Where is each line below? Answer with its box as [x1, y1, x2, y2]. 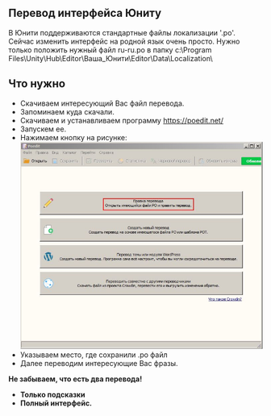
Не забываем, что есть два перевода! [8, 374, 143, 384]
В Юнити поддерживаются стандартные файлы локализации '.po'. [8, 27, 236, 37]
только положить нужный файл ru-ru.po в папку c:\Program [8, 44, 212, 55]
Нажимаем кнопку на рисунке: [19, 132, 127, 142]
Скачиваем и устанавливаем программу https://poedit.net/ [19, 115, 224, 125]
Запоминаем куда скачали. [19, 106, 115, 116]
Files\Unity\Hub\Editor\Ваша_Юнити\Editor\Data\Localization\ [8, 53, 214, 63]
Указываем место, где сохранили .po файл [19, 350, 168, 360]
